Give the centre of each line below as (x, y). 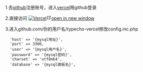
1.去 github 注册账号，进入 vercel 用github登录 (51, 7)
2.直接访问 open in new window (50, 18)
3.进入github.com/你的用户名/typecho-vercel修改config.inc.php (72, 29)
